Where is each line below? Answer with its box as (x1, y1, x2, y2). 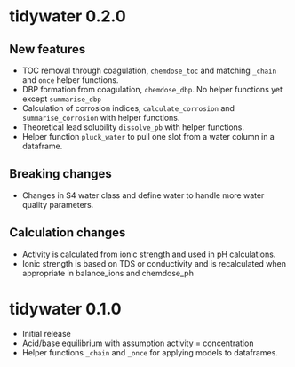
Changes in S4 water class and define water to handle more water (21, 189, 265, 201)
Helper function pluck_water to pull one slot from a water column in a (21, 132, 275, 141)
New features (9, 42, 86, 57)
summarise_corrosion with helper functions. (21, 113, 180, 123)
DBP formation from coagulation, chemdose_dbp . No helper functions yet (21, 84, 283, 94)
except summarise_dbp (21, 93, 102, 104)
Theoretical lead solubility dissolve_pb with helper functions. (21, 122, 244, 132)
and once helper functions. (21, 75, 119, 85)
